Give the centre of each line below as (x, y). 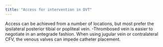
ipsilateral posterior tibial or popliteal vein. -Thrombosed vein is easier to (79, 29)
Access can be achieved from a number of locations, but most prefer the (80, 23)
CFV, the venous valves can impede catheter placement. (63, 39)
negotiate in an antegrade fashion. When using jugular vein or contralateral (82, 34)
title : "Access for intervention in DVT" (49, 10)
